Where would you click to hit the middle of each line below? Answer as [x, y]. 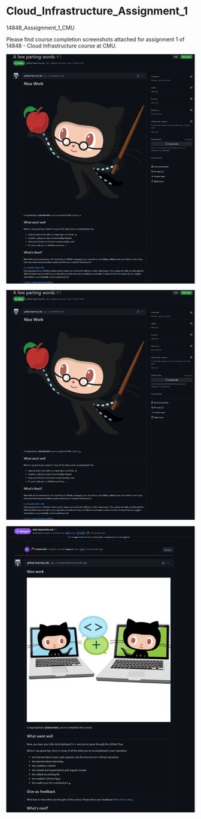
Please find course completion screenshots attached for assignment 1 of [95, 39]
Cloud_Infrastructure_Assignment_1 [97, 11]
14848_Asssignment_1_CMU [40, 28]
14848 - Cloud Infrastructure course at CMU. [61, 46]
